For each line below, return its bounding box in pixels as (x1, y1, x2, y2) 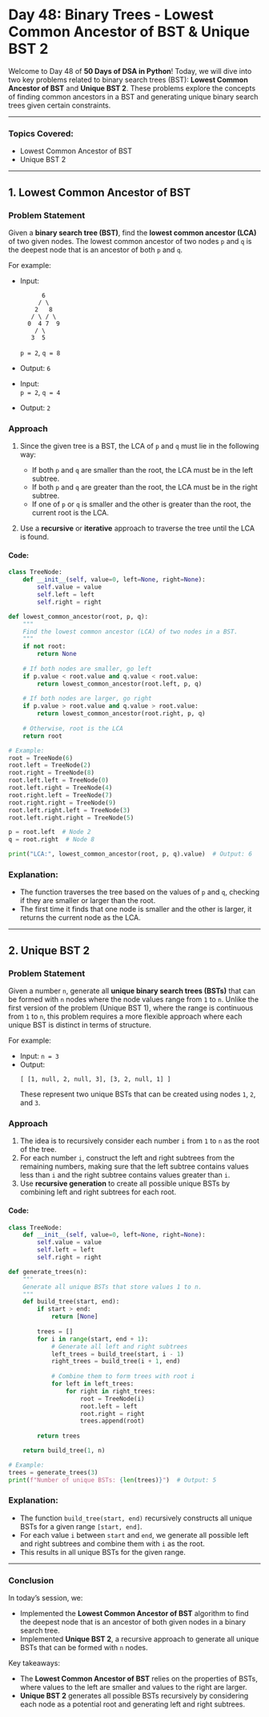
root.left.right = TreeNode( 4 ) (8, 784, 113, 792)
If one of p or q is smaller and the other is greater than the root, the (31, 499, 251, 509)
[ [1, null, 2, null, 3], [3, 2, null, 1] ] (19, 1076, 171, 1084)
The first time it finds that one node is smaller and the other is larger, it (19, 905, 252, 914)
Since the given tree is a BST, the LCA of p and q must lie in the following (19, 441, 259, 451)
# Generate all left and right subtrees (50, 1342, 188, 1350)
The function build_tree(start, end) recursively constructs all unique (19, 1513, 252, 1523)
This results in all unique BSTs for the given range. (19, 1547, 186, 1556)
